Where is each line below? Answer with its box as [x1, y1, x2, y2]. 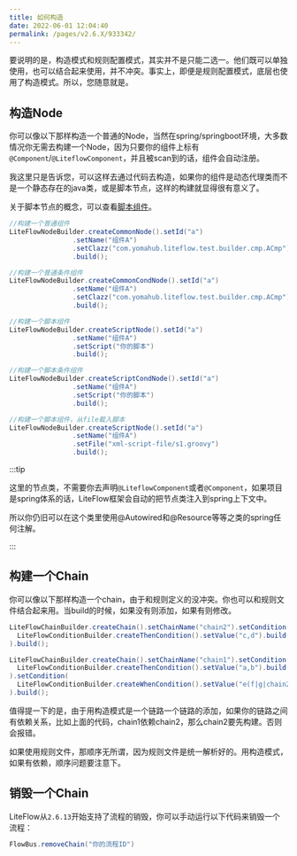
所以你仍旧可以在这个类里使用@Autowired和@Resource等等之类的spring [9, 512, 274, 523]
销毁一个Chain [9, 786, 89, 801]
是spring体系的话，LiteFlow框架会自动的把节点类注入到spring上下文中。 [9, 494, 272, 504]
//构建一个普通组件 [9, 219, 71, 229]
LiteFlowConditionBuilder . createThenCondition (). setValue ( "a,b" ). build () [17, 664, 294, 673]
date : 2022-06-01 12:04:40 [9, 21, 109, 30]
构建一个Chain [9, 569, 89, 584]
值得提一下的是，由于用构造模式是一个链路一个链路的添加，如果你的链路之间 [9, 705, 288, 716]
